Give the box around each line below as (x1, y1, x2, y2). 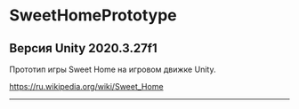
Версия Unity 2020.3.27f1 (9, 41, 158, 56)
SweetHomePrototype (9, 5, 177, 26)
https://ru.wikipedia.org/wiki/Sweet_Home (9, 82, 164, 91)
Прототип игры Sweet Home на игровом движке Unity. (9, 64, 216, 74)
